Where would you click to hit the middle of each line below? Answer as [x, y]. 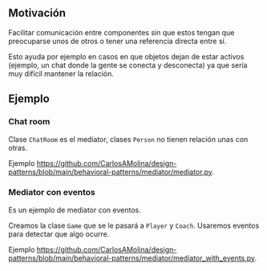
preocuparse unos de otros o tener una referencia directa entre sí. [117, 41]
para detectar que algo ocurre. [59, 234]
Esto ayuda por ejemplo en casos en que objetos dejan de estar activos [126, 56]
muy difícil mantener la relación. [61, 73]
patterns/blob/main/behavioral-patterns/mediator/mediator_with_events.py [131, 258]
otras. [18, 148]
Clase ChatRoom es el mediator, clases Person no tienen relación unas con [128, 139]
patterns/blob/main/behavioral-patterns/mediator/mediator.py [110, 172]
